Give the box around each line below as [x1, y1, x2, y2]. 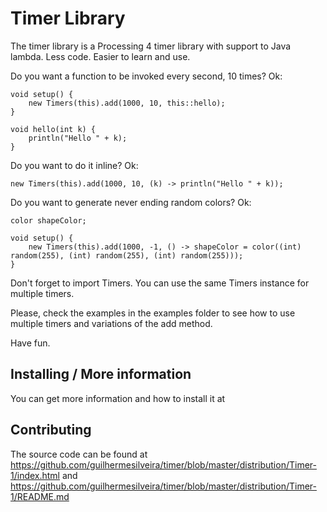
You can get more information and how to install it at [10, 392, 226, 404]
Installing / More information [10, 366, 192, 383]
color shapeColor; [10, 215, 87, 226]
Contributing [10, 422, 92, 439]
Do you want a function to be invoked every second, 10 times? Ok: [10, 70, 283, 82]
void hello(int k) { [10, 124, 97, 134]
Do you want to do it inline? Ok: [10, 159, 139, 171]
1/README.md [10, 490, 70, 502]
